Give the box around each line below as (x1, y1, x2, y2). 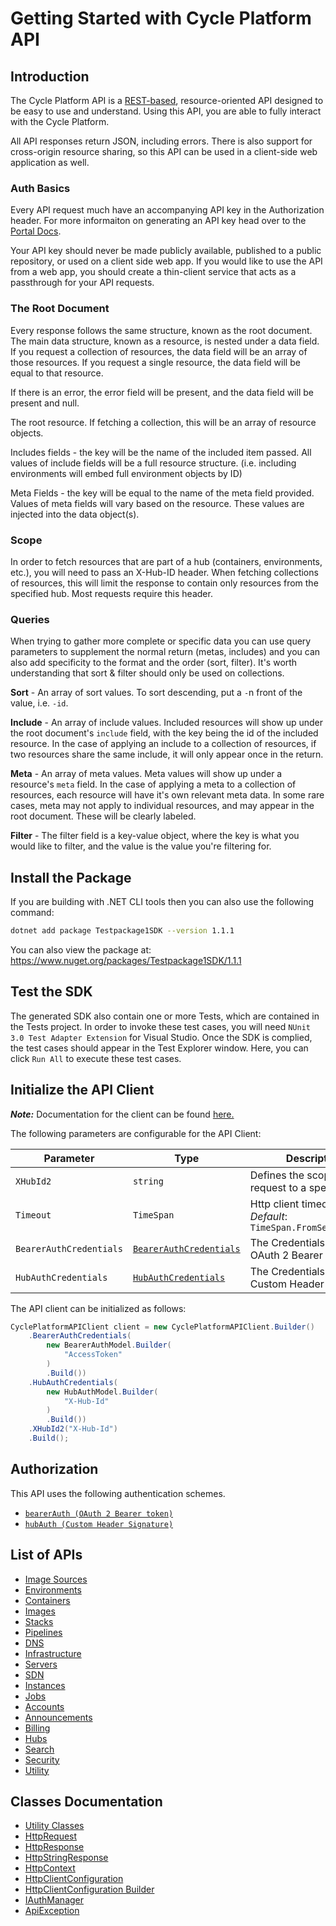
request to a (249, 1180, 307, 1194)
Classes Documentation (10, 1793, 163, 1810)
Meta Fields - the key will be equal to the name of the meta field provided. (10, 487, 315, 499)
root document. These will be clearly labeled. (10, 810, 197, 822)
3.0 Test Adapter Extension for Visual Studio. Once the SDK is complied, (10, 1031, 313, 1043)
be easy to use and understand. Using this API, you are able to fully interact (10, 105, 322, 117)
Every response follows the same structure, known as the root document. (10, 324, 313, 336)
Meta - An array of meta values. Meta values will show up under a (10, 768, 283, 780)
